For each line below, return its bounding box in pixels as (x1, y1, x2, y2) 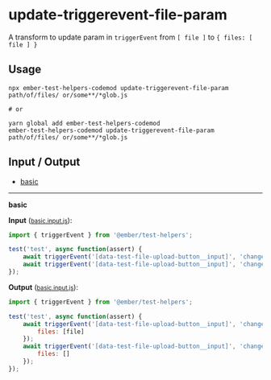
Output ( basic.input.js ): (8, 282, 79, 291)
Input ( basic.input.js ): (8, 215, 73, 225)
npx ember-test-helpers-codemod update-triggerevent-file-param (8, 84, 229, 92)
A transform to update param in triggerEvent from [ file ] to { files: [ (8, 32, 253, 42)
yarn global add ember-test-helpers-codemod (8, 119, 161, 127)
